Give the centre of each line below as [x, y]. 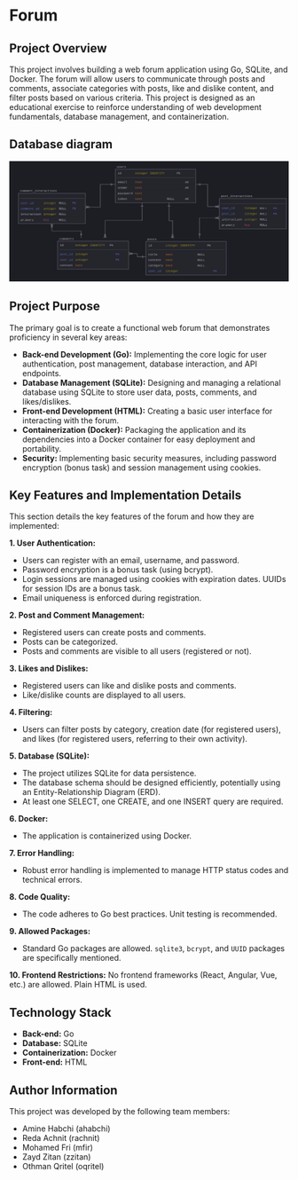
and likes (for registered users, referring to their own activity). [135, 739]
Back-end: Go [48, 1034]
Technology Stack [60, 1012]
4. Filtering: [31, 712]
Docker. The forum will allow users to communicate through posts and [137, 79]
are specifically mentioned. [71, 958]
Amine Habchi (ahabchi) [66, 1129]
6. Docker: [29, 819]
